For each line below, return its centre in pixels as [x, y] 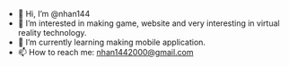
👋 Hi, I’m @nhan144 [54, 14]
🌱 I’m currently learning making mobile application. [112, 42]
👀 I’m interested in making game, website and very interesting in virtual [149, 23]
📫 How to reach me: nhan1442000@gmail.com [105, 52]
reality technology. [52, 33]
